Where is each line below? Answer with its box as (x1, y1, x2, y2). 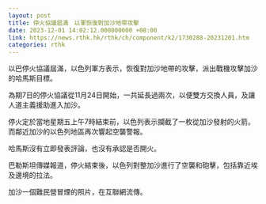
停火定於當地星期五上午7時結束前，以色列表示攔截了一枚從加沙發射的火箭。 (8, 117, 255, 127)
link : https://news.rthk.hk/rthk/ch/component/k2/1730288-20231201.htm (8, 33, 249, 42)
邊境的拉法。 (14, 171, 57, 180)
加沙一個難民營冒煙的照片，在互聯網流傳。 (8, 187, 147, 197)
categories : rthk (8, 41, 66, 49)
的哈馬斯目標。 (8, 74, 57, 83)
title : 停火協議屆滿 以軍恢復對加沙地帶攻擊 (8, 19, 140, 27)
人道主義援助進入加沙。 (8, 100, 85, 110)
